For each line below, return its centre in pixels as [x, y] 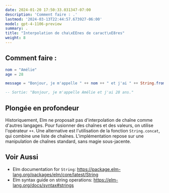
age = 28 [14, 74]
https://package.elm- [99, 169]
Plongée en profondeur [42, 108]
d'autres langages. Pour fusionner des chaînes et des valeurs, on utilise [79, 125]
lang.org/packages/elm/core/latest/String [55, 174]
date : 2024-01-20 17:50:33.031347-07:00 [48, 10]
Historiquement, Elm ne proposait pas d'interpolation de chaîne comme [79, 120]
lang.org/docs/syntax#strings [43, 185]
